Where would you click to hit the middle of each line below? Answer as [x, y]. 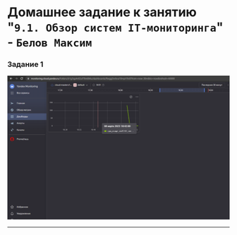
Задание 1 [25, 64]
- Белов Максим [50, 42]
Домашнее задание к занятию [102, 12]
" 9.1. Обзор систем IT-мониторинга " [115, 27]
